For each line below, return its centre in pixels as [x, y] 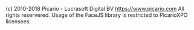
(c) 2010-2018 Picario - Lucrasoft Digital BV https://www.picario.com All [95, 9]
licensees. [18, 21]
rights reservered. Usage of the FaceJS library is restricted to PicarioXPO [97, 15]
